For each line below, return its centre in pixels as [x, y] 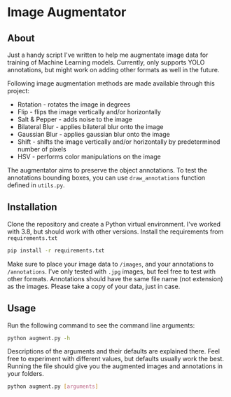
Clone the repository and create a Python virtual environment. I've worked [114, 224]
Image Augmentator [67, 12]
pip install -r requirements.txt [56, 250]
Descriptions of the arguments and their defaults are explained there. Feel [114, 351]
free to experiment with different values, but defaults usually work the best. [115, 359]
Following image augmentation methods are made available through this [111, 83]
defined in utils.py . [36, 185]
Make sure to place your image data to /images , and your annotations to [111, 264]
